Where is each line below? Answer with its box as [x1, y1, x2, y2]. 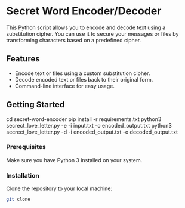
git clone [6, 197, 31, 203]
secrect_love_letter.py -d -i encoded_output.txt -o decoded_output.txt [6, 128, 178, 135]
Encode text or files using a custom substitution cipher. [14, 70, 150, 77]
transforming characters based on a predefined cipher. [6, 36, 141, 44]
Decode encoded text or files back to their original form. [14, 76, 153, 83]
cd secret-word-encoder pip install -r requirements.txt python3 [6, 115, 162, 123]
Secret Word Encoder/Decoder [6, 4, 162, 18]
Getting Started [6, 100, 65, 110]
